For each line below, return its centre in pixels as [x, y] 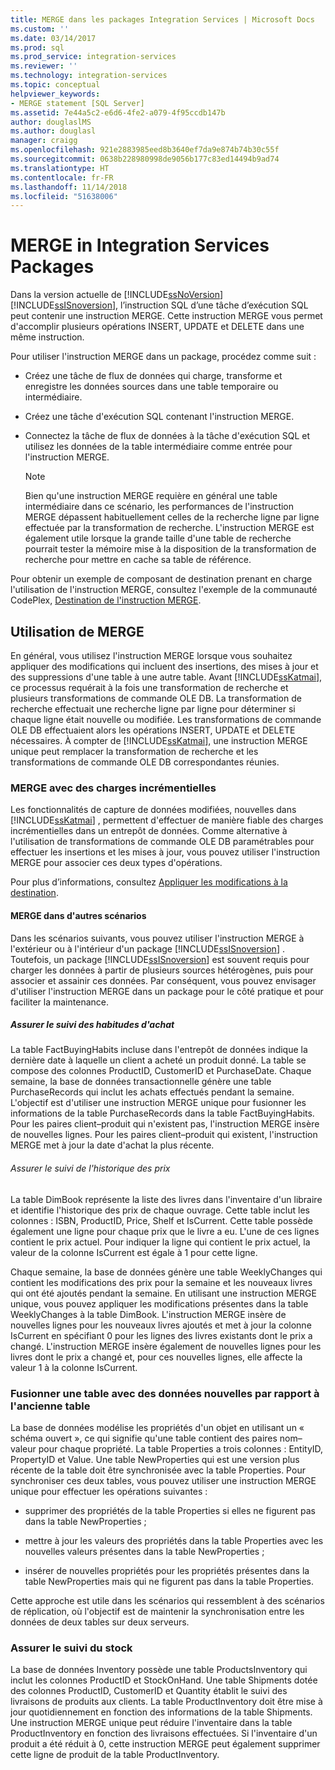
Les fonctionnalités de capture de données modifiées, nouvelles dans [153, 810]
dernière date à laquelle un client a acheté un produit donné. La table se [158, 1060]
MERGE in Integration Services [140, 245]
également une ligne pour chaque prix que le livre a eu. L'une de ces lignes [165, 1231]
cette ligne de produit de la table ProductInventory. [115, 1755]
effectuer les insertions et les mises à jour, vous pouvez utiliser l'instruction [165, 852]
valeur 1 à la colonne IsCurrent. [74, 1367]
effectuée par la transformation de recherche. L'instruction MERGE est [169, 528]
